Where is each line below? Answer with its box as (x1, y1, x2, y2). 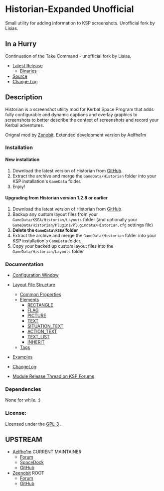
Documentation (5, 261, 44, 268)
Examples (12, 354, 33, 360)
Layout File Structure (12, 282, 56, 288)
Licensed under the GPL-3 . (5, 421, 62, 427)
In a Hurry (5, 40, 37, 48)
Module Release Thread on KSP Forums (12, 373, 95, 379)
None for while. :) (5, 397, 41, 403)
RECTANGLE (27, 302, 53, 308)
